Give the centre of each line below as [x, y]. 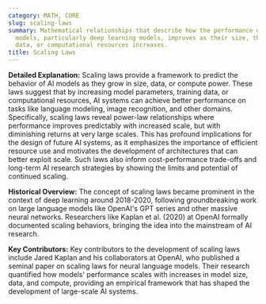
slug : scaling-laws [40, 23]
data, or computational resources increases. [92, 45]
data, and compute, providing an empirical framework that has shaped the [129, 283]
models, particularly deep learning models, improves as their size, [132, 38]
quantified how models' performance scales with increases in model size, [128, 274]
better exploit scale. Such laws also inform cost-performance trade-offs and [133, 159]
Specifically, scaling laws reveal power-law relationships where [111, 117]
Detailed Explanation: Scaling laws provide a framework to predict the [123, 75]
